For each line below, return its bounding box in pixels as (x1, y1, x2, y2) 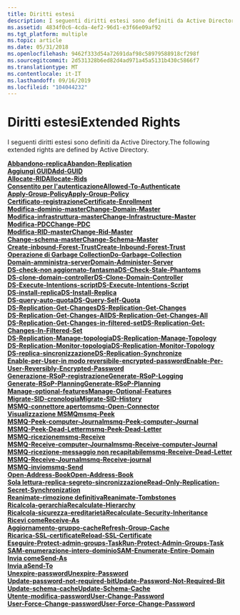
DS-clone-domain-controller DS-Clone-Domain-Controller (7, 273, 184, 282)
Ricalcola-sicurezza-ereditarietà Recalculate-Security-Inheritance (7, 509, 209, 517)
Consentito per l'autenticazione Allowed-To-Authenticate (7, 182, 181, 191)
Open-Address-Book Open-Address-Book (7, 471, 134, 479)
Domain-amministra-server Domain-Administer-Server (7, 258, 174, 266)
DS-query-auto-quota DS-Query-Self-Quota (7, 296, 141, 304)
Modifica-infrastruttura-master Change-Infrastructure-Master (7, 212, 196, 221)
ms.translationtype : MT (7, 64, 79, 71)
